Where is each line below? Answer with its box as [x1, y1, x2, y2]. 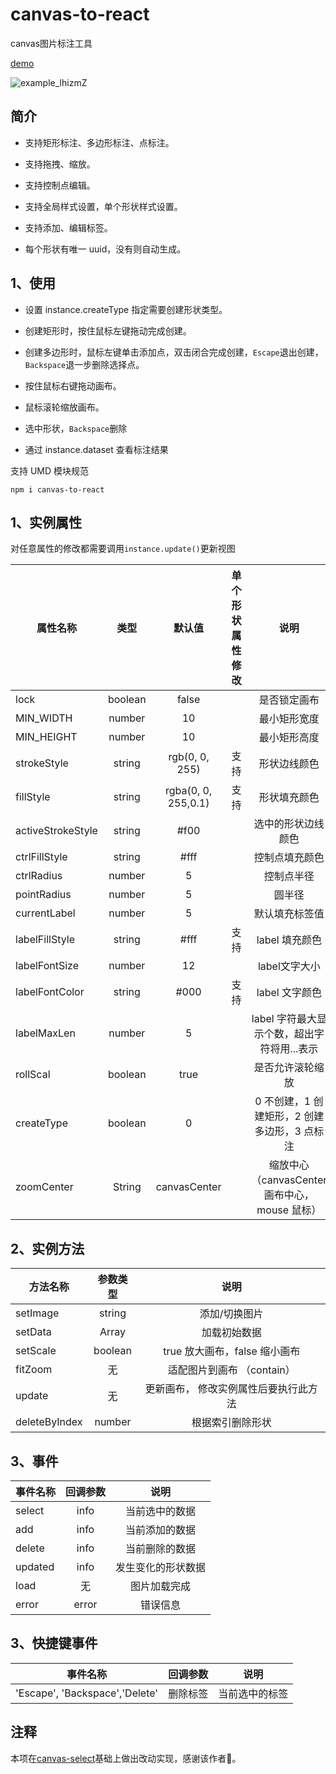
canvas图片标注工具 [10, 37, 93, 49]
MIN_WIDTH [15, 711, 73, 725]
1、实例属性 [10, 514, 83, 531]
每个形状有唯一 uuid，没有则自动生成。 [24, 243, 187, 255]
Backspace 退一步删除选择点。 [24, 358, 145, 370]
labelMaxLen [15, 1026, 76, 1040]
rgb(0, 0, [168, 750, 210, 764]
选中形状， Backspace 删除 [24, 422, 128, 434]
